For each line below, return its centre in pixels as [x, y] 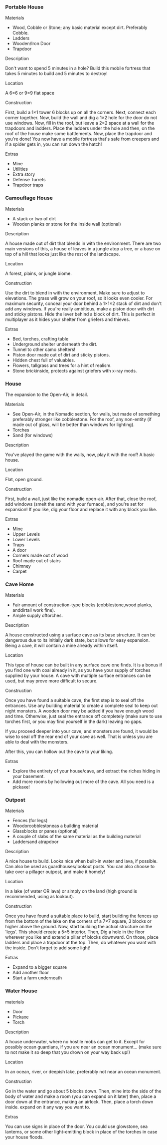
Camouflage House [29, 198]
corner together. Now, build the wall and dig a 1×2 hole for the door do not [81, 118]
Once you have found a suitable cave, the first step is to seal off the [75, 700]
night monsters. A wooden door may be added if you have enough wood [80, 711]
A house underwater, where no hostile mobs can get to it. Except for [75, 1041]
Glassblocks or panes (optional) [45, 831]
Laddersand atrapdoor [35, 842]
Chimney [21, 566]
